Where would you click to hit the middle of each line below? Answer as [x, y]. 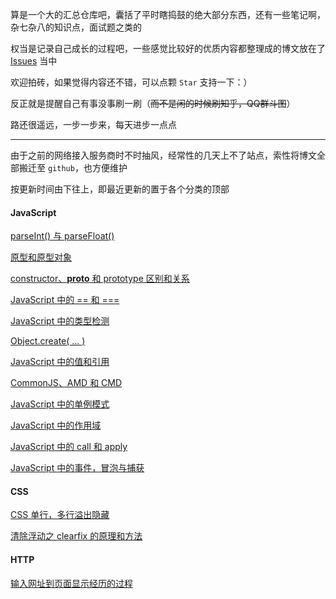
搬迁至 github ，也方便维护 [73, 167]
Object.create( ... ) [48, 341]
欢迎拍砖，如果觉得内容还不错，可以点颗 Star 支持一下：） [131, 82]
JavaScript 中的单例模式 [60, 404]
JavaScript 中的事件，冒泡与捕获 [77, 468]
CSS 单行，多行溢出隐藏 [60, 515]
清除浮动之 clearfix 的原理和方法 [76, 536]
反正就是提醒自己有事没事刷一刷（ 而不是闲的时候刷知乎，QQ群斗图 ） [153, 103]
